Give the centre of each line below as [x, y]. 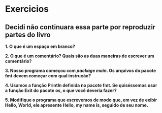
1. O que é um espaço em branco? [40, 46]
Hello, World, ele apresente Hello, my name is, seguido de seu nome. [77, 105]
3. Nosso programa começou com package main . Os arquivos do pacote [81, 70]
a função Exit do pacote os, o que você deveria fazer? [61, 90]
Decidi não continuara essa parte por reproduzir [80, 27]
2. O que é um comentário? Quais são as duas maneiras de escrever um [80, 56]
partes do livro [28, 34]
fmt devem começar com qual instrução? [48, 76]
